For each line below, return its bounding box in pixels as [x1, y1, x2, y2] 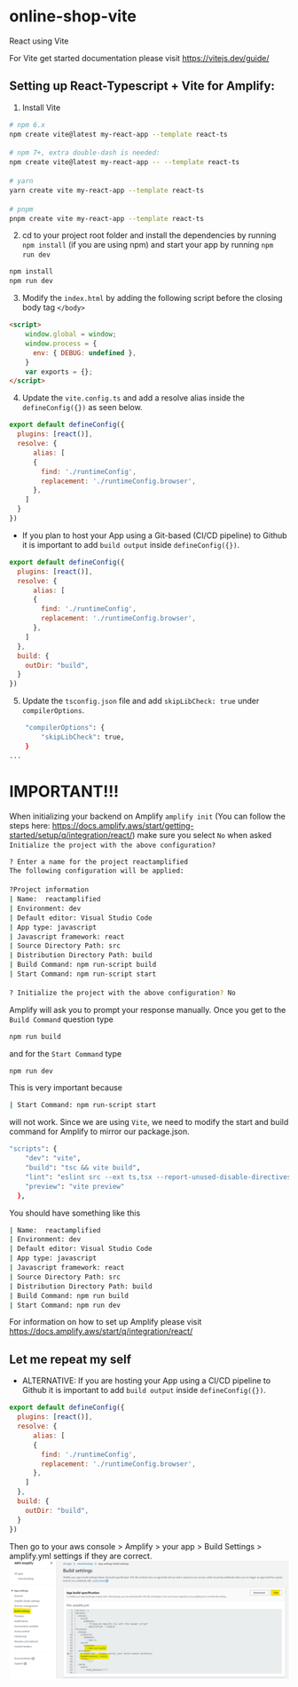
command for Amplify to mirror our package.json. [9, 1126, 191, 1137]
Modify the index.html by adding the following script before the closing [21, 293, 283, 304]
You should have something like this [9, 1208, 141, 1218]
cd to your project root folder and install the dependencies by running [21, 230, 277, 241]
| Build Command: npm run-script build [9, 961, 157, 970]
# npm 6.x [9, 120, 46, 130]
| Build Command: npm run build [9, 1291, 129, 1300]
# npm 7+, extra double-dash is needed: [9, 148, 161, 157]
